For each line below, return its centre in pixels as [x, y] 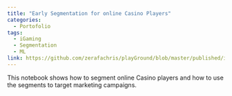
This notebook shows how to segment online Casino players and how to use [116, 77]
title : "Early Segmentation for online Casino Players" [89, 13]
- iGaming [27, 39]
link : [15, 58]
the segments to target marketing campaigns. [72, 85]
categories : [24, 20]
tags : [15, 33]
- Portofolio [32, 26]
